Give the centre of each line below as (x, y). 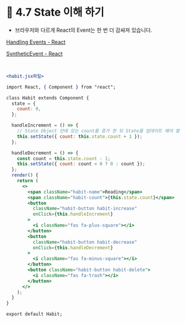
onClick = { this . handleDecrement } (73, 247)
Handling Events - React (36, 42)
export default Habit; (34, 314)
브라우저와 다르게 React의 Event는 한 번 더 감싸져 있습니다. (83, 30)
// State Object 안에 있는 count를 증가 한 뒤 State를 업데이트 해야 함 (98, 131)
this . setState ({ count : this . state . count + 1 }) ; (80, 136)
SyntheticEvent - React (34, 53)
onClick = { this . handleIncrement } (73, 214)
